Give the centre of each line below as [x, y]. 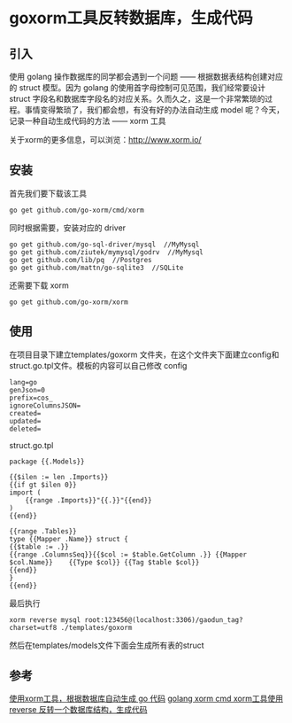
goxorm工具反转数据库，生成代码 [131, 18]
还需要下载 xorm [39, 285]
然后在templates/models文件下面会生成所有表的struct [107, 645]
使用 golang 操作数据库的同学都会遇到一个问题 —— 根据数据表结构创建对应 [146, 77]
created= [25, 413]
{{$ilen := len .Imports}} [59, 477]
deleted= [25, 429]
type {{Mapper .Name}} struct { [69, 539]
